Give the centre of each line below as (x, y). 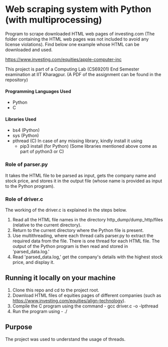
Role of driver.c (24, 199)
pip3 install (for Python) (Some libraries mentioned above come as (88, 146)
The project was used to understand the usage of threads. (65, 339)
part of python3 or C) (42, 152)
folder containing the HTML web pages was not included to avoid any (77, 39)
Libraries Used (21, 119)
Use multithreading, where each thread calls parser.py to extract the (83, 235)
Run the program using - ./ (40, 311)
